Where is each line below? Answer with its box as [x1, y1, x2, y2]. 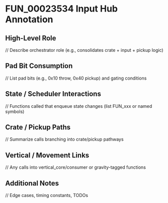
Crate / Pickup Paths [5, 123, 71, 131]
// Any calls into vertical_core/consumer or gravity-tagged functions [5, 164, 146, 170]
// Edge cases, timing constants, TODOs [5, 192, 89, 198]
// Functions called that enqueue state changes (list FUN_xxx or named [5, 103, 152, 109]
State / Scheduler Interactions [5, 90, 102, 98]
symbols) [5, 108, 25, 114]
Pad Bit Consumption [5, 61, 73, 71]
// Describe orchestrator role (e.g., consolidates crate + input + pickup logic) [5, 47, 163, 53]
